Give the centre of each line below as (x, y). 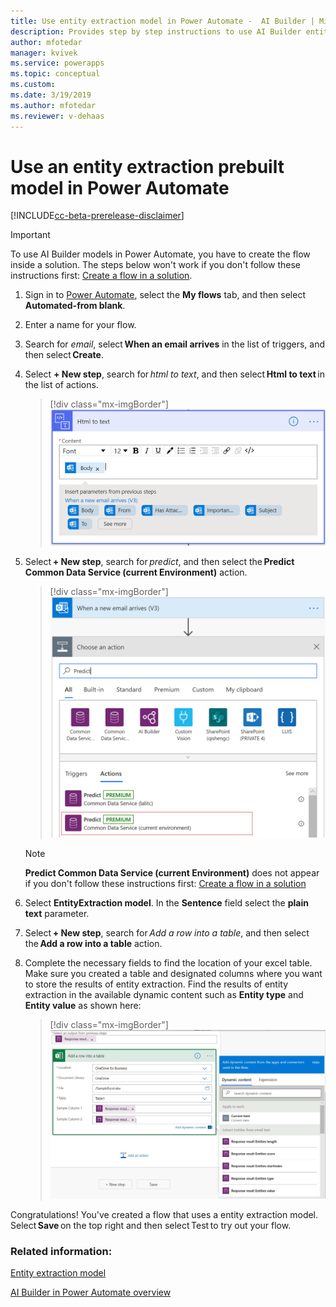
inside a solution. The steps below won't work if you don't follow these (155, 265)
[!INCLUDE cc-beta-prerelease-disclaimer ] (97, 216)
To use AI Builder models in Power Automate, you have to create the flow (160, 254)
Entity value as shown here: (83, 1006)
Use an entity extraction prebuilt (147, 166)
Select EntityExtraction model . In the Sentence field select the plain (166, 903)
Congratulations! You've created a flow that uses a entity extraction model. (164, 1215)
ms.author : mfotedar (53, 105)
